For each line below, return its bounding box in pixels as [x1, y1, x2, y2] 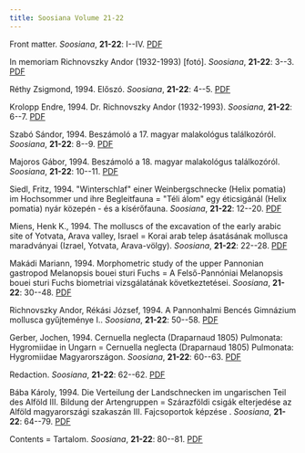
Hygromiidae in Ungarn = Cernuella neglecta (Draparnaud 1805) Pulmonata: [9, 342, 294, 353]
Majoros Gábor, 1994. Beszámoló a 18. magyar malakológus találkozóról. [9, 156, 280, 167]
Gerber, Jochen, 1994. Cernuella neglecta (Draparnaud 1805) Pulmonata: [9, 332, 283, 342]
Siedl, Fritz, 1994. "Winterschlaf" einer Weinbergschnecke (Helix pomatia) [9, 184, 287, 195]
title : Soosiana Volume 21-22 [9, 13, 125, 23]
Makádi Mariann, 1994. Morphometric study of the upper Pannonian [9, 258, 264, 269]
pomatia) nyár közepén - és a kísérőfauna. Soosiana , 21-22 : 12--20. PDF [9, 203, 282, 214]
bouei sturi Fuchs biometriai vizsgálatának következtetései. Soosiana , [9, 277, 271, 288]
